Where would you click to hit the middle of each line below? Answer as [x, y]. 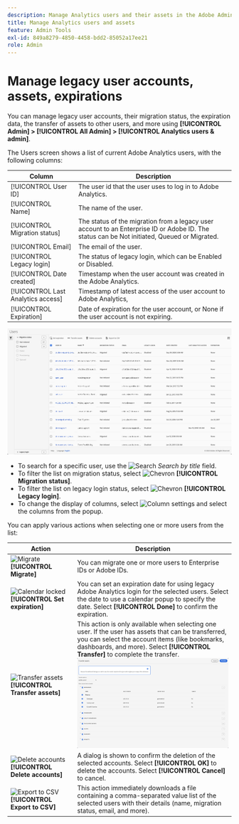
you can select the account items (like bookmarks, [150, 639]
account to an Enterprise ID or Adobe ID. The [144, 229]
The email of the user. [110, 247]
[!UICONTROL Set [37, 599]
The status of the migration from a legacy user [146, 222]
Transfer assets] [36, 692]
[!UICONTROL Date [39, 274]
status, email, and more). [113, 811]
